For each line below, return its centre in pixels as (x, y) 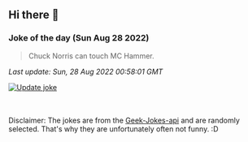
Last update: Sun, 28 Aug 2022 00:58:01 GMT (86, 71)
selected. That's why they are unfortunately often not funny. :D (113, 129)
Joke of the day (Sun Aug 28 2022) (79, 38)
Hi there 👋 (34, 15)
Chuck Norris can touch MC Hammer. (91, 56)
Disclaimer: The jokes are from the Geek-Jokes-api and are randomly (124, 120)
